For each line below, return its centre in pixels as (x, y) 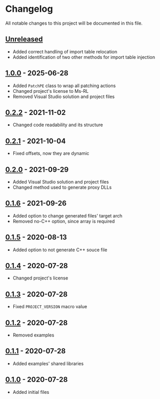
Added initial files (31, 392)
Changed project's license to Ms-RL (51, 91)
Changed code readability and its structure (58, 125)
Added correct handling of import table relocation (65, 51)
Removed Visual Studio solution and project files (64, 96)
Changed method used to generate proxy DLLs (62, 187)
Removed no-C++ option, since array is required (64, 221)
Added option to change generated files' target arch (67, 215)
